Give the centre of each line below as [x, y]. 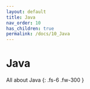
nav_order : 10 [24, 23]
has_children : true [30, 28]
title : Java [21, 17]
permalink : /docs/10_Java [38, 34]
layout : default [26, 12]
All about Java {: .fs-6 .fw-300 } [45, 80]
